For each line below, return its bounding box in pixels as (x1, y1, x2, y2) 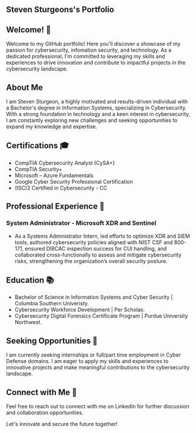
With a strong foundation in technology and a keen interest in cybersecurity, (6, 111, 190, 118)
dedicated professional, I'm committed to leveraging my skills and (6, 53, 165, 60)
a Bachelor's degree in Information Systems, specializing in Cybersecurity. (6, 104, 187, 111)
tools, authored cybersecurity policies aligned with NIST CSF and (14, 238, 173, 246)
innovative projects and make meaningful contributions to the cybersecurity (6, 364, 190, 371)
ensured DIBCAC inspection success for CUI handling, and (25, 245, 167, 252)
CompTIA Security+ (14, 165, 63, 172)
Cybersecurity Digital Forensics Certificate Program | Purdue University (14, 312, 188, 319)
